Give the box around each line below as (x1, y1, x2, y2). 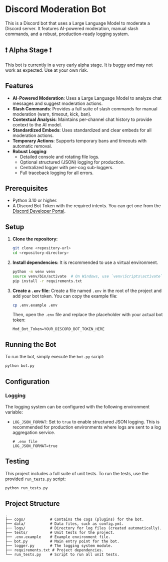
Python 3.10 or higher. (12, 197, 57, 204)
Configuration (5, 377, 50, 386)
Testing (5, 457, 29, 466)
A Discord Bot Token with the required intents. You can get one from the (12, 203, 161, 209)
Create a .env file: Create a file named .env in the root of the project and (12, 288, 162, 294)
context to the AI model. (12, 121, 62, 127)
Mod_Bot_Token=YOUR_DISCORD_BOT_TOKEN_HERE (12, 327, 105, 332)
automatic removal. (12, 143, 52, 149)
